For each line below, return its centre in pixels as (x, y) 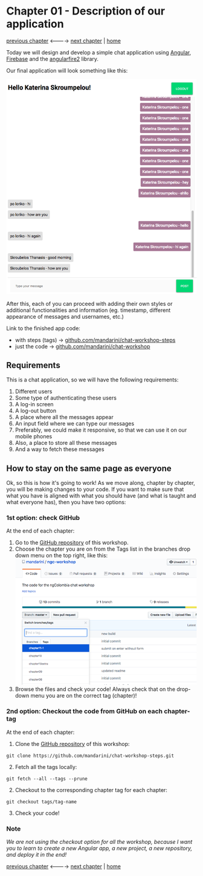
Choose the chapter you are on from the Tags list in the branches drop (102, 549)
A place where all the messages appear (64, 417)
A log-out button (35, 411)
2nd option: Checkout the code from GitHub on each (85, 712)
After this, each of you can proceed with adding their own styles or (89, 303)
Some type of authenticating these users (66, 398)
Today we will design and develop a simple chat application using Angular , (99, 52)
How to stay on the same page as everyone (89, 468)
